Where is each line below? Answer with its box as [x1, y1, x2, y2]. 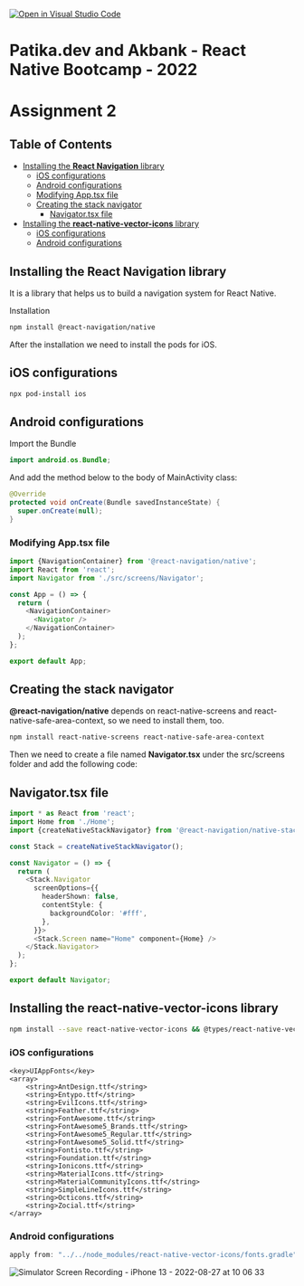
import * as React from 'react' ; [9, 809, 136, 818]
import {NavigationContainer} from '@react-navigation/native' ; [9, 557, 257, 566]
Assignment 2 [9, 100, 117, 121]
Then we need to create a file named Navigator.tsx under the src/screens [9, 749, 285, 760]
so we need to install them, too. [107, 715, 224, 726]
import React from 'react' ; [9, 565, 116, 574]
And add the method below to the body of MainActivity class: [9, 472, 238, 483]
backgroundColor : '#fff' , [49, 909, 147, 918]
